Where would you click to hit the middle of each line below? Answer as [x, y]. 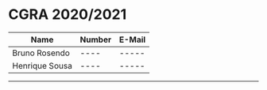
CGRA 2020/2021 [68, 15]
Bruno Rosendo [41, 53]
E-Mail [132, 39]
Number [96, 39]
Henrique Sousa [43, 66]
